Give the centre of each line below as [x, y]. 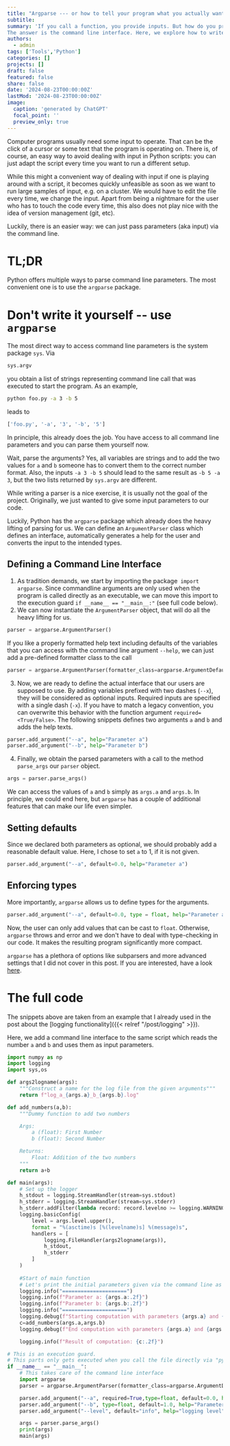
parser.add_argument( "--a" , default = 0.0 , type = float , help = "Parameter [113, 915]
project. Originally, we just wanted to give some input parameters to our [108, 500]
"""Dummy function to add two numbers [75, 1114]
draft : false [26, 71]
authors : [20, 39]
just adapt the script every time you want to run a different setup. [99, 163]
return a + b [35, 1170]
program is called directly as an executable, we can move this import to [118, 595]
